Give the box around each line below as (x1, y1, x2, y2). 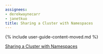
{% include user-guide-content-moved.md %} (5, 34, 99, 40)
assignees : (5, 7, 27, 12)
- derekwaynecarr (5, 12, 41, 17)
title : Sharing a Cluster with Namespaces (5, 20, 93, 26)
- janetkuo (5, 16, 27, 21)
